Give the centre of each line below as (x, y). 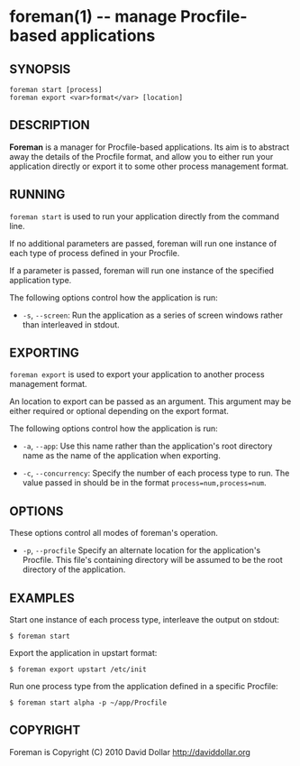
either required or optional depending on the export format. (119, 411)
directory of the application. (74, 569)
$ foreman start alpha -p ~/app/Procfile (88, 703)
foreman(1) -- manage (93, 17)
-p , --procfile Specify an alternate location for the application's (141, 550)
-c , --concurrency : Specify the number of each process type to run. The (156, 473)
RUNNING (37, 194)
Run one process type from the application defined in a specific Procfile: (144, 687)
